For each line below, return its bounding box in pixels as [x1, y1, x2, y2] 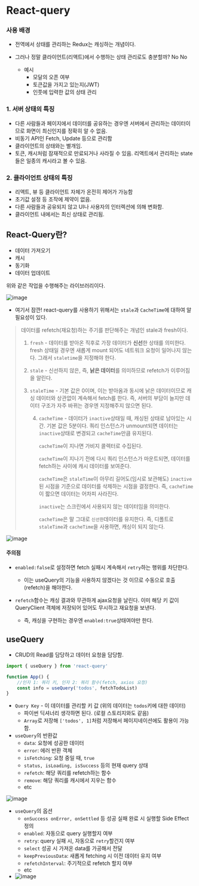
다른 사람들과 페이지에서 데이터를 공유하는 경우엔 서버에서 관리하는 [14, 120, 170, 127]
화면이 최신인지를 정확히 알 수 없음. [26, 127, 108, 135]
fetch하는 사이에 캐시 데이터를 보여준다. [38, 462, 131, 469]
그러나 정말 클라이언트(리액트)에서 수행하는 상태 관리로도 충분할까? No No [14, 53, 188, 60]
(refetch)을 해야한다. [23, 584, 73, 591]
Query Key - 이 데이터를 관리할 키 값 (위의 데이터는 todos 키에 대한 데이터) [14, 702, 186, 709]
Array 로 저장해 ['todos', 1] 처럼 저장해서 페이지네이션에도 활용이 [23, 717, 178, 724]
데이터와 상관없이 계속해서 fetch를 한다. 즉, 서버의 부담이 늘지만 [36, 394, 184, 401]
